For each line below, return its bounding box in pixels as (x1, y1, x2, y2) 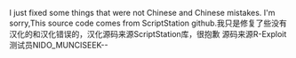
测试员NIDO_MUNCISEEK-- (9, 40, 108, 50)
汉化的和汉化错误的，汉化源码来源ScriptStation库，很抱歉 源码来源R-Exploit (9, 29, 287, 39)
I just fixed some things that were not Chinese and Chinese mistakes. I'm (9, 8, 276, 18)
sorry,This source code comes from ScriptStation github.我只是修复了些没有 (9, 18, 287, 28)
